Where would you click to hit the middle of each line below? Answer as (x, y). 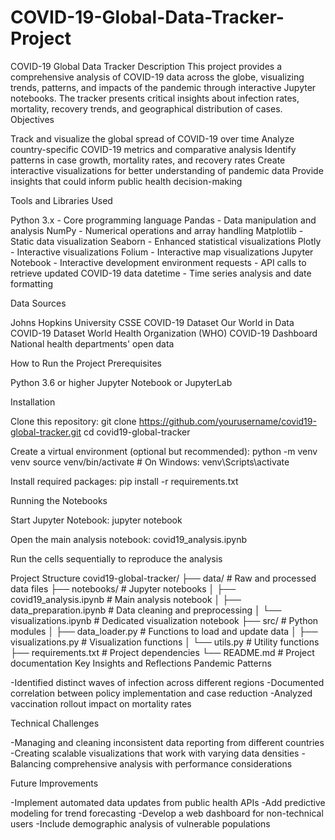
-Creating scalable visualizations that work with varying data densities (155, 753)
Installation (33, 402)
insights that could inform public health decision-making (126, 181)
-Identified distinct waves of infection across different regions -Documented (167, 682)
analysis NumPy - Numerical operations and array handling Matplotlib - (157, 230)
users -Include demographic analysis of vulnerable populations (140, 823)
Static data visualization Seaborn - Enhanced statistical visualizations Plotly (166, 241)
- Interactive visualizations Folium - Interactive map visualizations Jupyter (162, 252)
